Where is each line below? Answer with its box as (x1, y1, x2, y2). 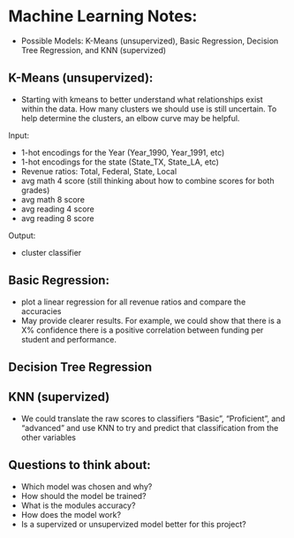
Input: (8, 130, 30, 141)
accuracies (20, 305, 63, 316)
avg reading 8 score (20, 212, 94, 223)
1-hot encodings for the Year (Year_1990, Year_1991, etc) (20, 147, 225, 158)
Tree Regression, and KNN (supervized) (20, 44, 167, 55)
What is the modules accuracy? (20, 500, 136, 511)
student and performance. (20, 334, 117, 344)
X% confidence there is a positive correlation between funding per (20, 325, 264, 335)
